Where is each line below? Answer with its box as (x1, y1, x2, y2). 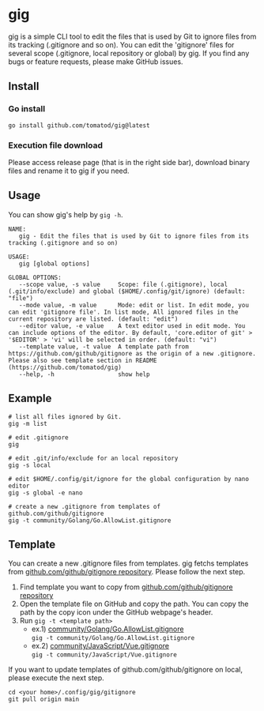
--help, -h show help (18, 370, 150, 378)
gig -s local (8, 461, 51, 469)
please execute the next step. (8, 673, 104, 683)
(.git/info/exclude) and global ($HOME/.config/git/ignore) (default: (8, 287, 246, 295)
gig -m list (8, 419, 47, 427)
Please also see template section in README (8, 356, 157, 364)
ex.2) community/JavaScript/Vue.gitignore (31, 641, 170, 651)
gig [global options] (18, 259, 90, 268)
